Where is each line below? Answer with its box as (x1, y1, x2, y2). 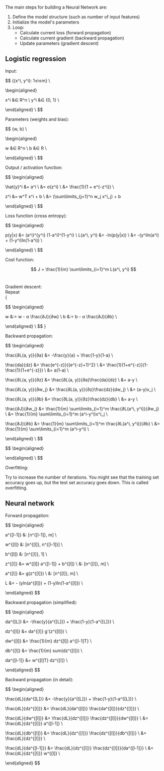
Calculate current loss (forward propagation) (19, 30, 111, 35)
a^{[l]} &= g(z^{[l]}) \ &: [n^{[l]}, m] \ (5, 570, 79, 576)
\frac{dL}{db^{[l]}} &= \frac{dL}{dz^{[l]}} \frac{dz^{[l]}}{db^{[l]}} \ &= (5, 730, 147, 736)
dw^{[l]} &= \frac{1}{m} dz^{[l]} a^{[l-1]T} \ (5, 638, 92, 644)
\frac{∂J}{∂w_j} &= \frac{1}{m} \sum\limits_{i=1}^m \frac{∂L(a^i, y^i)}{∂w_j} (5, 405, 160, 411)
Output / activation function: (5, 164, 63, 170)
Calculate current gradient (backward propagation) (19, 35, 124, 41)
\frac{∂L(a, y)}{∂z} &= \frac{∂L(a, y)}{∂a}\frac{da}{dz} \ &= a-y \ (5, 377, 138, 383)
